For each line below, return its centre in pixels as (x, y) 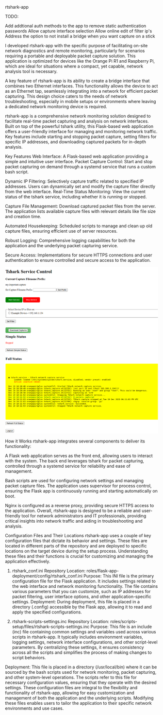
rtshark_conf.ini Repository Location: (49, 571)
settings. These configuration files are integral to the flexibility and (71, 688)
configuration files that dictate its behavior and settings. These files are (76, 541)
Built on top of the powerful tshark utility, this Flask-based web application (79, 126)
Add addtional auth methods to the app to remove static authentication (76, 26)
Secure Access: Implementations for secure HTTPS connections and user (79, 255)
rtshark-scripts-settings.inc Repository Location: (61, 622)
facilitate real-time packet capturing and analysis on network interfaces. (77, 121)
